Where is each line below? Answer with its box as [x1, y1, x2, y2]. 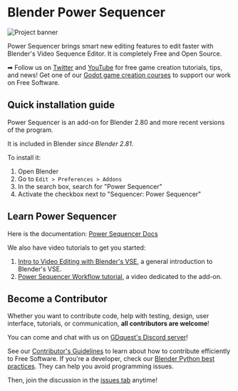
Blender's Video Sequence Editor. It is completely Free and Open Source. [7, 49, 222, 58]
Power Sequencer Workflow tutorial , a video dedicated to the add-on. [17, 272, 222, 280]
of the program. [7, 126, 53, 134]
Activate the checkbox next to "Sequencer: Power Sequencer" [17, 190, 202, 198]
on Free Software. [7, 78, 61, 86]
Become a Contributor [7, 293, 108, 305]
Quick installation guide [7, 99, 115, 111]
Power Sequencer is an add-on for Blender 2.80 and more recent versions [7, 118, 225, 126]
